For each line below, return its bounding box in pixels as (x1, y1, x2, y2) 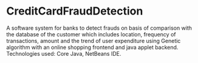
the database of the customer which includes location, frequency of (6, 30, 176, 38)
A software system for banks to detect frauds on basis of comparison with (6, 24, 193, 31)
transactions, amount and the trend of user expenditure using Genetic (6, 37, 181, 44)
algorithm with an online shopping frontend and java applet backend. (6, 44, 179, 51)
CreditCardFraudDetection (6, 4, 143, 18)
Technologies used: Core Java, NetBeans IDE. (6, 50, 121, 57)
